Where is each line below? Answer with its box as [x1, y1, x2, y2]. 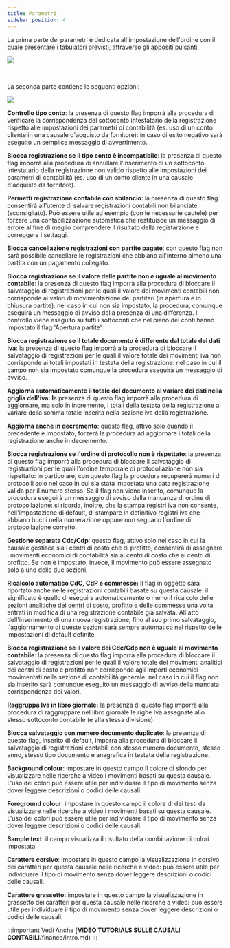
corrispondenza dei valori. [7, 687, 82, 696]
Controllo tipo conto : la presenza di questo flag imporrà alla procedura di [7, 108, 215, 117]
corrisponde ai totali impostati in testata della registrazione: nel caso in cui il [7, 358, 222, 367]
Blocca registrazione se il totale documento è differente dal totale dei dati [7, 336, 220, 344]
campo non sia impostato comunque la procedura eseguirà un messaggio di [7, 366, 222, 374]
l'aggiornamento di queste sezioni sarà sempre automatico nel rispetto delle [7, 623, 222, 631]
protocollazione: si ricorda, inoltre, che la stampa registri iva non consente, [7, 501, 218, 509]
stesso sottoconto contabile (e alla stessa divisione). [7, 715, 156, 723]
